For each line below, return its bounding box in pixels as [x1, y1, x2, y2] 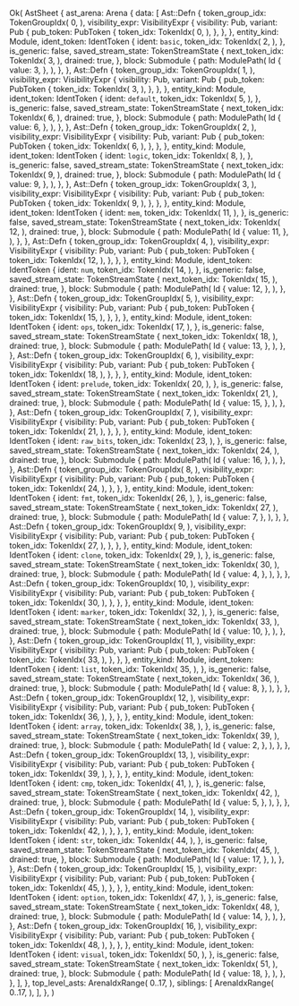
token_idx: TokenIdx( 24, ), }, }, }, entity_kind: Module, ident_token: [9, 483, 254, 493]
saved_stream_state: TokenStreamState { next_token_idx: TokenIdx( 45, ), [9, 845, 280, 855]
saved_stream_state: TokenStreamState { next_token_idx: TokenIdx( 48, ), [9, 901, 280, 912]
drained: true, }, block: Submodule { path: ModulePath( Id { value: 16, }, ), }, [9, 455, 286, 465]
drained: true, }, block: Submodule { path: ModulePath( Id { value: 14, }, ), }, [9, 911, 286, 921]
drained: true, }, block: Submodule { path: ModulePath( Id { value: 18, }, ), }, [9, 968, 286, 978]
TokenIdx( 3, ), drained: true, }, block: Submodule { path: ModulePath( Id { [9, 55, 282, 65]
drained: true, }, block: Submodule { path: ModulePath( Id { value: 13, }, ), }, [9, 340, 286, 351]
